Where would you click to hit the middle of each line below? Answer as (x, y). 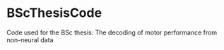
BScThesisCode (54, 13)
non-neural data (30, 39)
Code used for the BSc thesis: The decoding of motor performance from (112, 32)
